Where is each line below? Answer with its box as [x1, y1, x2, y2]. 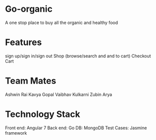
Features [5, 37, 42, 48]
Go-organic [5, 3, 53, 15]
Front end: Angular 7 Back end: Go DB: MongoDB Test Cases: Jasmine [5, 125, 147, 131]
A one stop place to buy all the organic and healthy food [5, 20, 118, 25]
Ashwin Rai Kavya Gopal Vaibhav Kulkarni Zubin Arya [5, 92, 112, 97]
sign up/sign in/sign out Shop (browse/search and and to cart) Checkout [5, 53, 151, 59]
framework [5, 130, 27, 136]
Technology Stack [5, 109, 81, 119]
